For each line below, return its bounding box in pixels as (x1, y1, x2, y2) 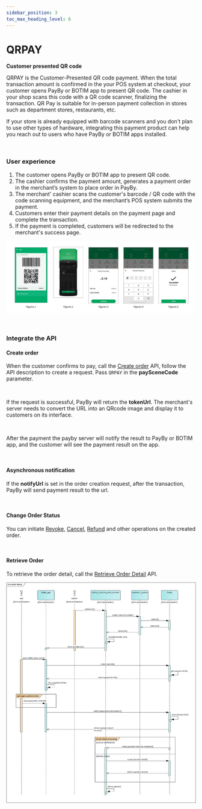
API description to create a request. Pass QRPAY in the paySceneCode (6, 369, 179, 376)
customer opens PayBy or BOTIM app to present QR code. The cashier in (6, 87, 188, 95)
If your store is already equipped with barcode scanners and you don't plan (6, 118, 193, 125)
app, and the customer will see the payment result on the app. (6, 441, 160, 448)
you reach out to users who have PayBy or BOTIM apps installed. (6, 131, 167, 138)
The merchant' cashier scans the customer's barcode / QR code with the (14, 190, 195, 197)
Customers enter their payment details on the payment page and (14, 209, 176, 217)
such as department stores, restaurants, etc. (6, 106, 116, 114)
